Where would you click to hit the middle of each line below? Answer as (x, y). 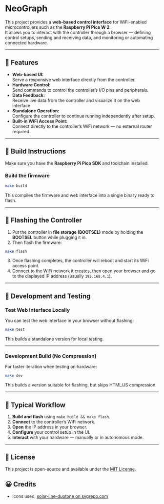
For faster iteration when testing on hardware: (51, 367)
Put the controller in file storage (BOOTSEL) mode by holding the (78, 232)
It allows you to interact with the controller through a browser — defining (78, 32)
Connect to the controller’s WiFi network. (54, 422)
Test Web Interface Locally (38, 310)
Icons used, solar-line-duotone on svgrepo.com (60, 496)
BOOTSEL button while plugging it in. (49, 237)
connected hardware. (27, 42)
